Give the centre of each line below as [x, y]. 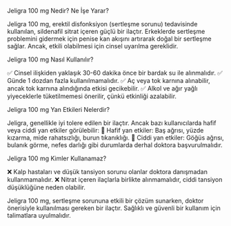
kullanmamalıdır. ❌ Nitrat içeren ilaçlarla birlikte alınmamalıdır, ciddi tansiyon [115, 179]
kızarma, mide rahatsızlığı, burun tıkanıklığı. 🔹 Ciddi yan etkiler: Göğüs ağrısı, [115, 138]
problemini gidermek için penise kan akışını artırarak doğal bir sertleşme [109, 39]
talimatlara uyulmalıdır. [39, 215]
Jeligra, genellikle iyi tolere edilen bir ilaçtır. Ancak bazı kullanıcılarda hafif [112, 123]
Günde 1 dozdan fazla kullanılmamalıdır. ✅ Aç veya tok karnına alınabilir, [109, 81]
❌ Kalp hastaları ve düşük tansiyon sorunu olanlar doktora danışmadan [108, 172]
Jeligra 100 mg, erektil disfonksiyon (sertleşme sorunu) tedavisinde [102, 24]
